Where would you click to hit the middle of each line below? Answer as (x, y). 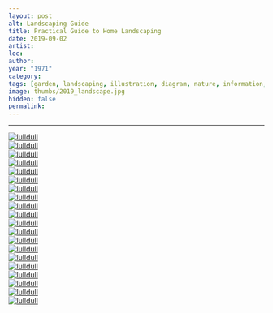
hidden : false (32, 99)
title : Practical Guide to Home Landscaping (85, 31)
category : (25, 76)
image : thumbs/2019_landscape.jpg (67, 91)
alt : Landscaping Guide (49, 24)
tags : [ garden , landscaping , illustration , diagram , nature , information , (138, 84)
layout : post (30, 16)
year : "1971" (30, 69)
